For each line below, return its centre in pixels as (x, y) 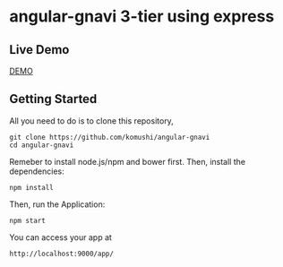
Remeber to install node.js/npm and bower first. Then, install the (128, 161)
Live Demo (39, 50)
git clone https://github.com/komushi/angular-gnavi (110, 137)
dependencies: (37, 171)
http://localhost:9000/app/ (62, 254)
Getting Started (53, 99)
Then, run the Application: (57, 204)
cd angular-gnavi (42, 145)
